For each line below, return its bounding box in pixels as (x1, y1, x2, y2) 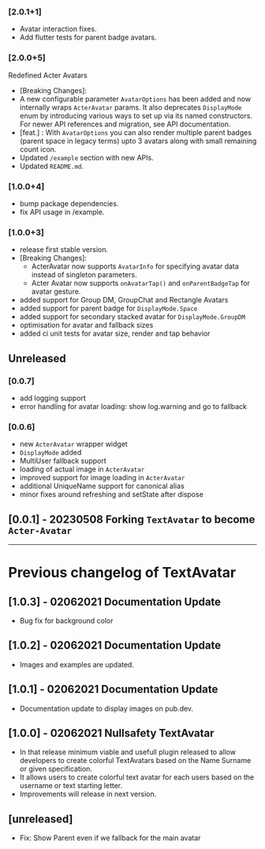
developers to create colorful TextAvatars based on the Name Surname (19, 756, 252, 765)
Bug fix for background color (19, 615, 114, 625)
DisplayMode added (19, 448, 82, 457)
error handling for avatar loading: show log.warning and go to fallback (19, 401, 247, 411)
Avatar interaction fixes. (19, 24, 97, 34)
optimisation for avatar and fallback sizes (19, 321, 154, 330)
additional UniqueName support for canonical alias (19, 481, 185, 491)
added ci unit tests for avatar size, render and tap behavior (19, 329, 211, 338)
